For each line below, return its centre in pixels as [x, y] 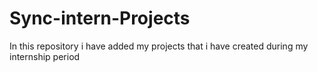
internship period [45, 56]
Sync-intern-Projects [100, 18]
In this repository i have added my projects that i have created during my [159, 46]
